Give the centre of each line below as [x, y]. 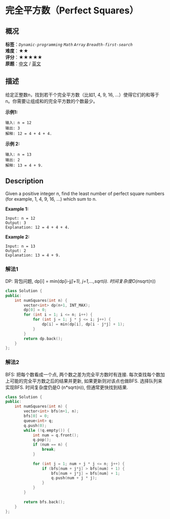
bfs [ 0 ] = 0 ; [37, 416]
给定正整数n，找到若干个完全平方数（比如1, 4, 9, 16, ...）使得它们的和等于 [82, 94]
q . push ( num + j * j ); [74, 478]
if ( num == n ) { [50, 445]
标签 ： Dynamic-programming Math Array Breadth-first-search [69, 44]
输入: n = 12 [18, 123]
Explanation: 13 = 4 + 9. [33, 255]
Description [24, 181]
